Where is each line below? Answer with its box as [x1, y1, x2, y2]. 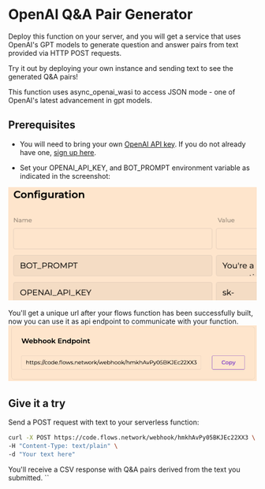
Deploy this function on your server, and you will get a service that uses [8, 31, 241, 41]
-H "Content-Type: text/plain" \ [8, 443, 118, 450]
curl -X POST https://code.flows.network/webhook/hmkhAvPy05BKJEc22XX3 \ [8, 434, 256, 442]
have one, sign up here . [19, 147, 97, 157]
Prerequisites [8, 118, 76, 132]
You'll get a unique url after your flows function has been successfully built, [8, 308, 254, 317]
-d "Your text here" [8, 450, 77, 458]
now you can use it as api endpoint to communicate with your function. [8, 317, 239, 326]
